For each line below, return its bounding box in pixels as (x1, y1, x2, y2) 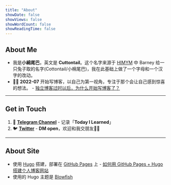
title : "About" (5, 7, 38, 13)
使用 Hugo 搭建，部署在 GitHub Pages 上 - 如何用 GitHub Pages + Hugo (12, 161, 163, 167)
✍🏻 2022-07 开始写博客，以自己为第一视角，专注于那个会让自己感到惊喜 (12, 78, 165, 85)
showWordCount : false (5, 21, 51, 27)
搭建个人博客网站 (12, 167, 49, 173)
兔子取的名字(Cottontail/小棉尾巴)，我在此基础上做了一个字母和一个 (17, 66, 159, 72)
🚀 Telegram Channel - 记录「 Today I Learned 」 (12, 119, 114, 125)
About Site (5, 147, 40, 155)
